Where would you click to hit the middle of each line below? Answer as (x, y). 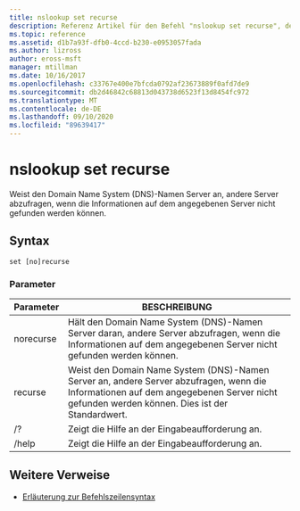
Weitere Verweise (60, 475)
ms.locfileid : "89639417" (57, 126)
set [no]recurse (39, 261)
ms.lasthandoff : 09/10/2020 (62, 117)
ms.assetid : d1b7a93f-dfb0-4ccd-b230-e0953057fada (105, 42)
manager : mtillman (43, 68)
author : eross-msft (46, 59)
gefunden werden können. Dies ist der (148, 404)
